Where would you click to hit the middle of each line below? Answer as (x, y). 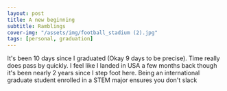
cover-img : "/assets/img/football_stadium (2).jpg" (82, 32)
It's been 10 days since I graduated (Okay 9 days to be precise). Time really (114, 58)
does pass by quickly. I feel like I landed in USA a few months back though (112, 66)
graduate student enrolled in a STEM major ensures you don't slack (102, 80)
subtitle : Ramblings (37, 26)
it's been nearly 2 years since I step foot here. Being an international (104, 73)
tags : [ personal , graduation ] (50, 39)
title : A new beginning (41, 20)
